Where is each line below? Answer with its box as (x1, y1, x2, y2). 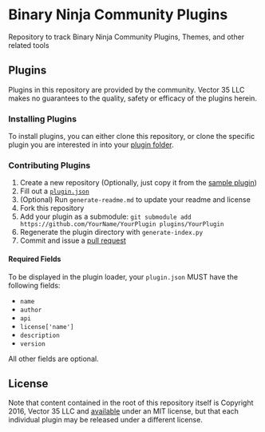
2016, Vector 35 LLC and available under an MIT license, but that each (8, 406, 239, 416)
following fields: (8, 280, 61, 290)
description (19, 331, 60, 339)
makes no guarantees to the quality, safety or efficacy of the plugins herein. (8, 93, 258, 103)
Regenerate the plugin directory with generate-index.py (19, 228, 204, 237)
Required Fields (8, 254, 61, 264)
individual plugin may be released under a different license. (8, 415, 204, 425)
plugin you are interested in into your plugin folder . (8, 140, 174, 149)
